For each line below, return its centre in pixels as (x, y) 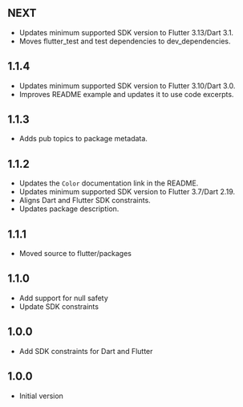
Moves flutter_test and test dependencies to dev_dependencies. (125, 41)
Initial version (41, 396)
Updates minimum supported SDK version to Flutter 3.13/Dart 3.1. (126, 32)
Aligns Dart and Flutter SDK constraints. (85, 201)
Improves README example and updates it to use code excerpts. (126, 94)
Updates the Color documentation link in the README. (109, 183)
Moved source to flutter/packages (75, 254)
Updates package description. (69, 209)
